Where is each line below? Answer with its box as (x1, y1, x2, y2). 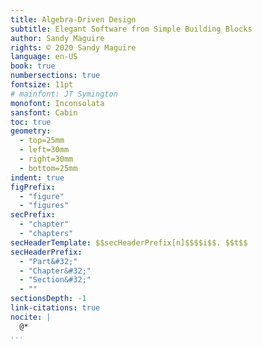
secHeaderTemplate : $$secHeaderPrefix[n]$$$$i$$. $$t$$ (10, 237, 248, 248)
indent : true (10, 172, 65, 183)
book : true (10, 61, 56, 71)
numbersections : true (10, 71, 101, 81)
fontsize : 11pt (10, 80, 74, 90)
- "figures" (19, 201, 70, 211)
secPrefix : (10, 210, 56, 220)
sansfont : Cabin (10, 107, 78, 118)
